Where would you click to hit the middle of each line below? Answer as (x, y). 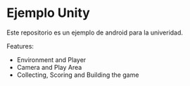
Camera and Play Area (49, 67)
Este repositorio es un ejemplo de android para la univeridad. (95, 32)
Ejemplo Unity (49, 13)
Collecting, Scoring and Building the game (78, 75)
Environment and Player (51, 60)
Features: (20, 46)
